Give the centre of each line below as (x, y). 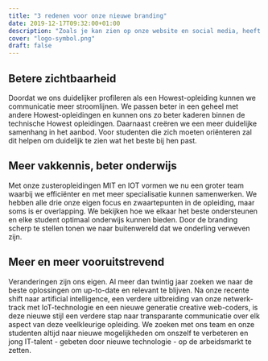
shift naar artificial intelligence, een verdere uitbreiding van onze (115, 298)
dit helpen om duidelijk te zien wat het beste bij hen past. (103, 140)
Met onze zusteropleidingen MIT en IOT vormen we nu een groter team (126, 185)
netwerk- (238, 298)
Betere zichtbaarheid (62, 79)
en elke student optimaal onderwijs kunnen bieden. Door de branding (123, 219)
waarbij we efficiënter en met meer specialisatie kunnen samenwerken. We (133, 193)
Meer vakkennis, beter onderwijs (93, 166)
